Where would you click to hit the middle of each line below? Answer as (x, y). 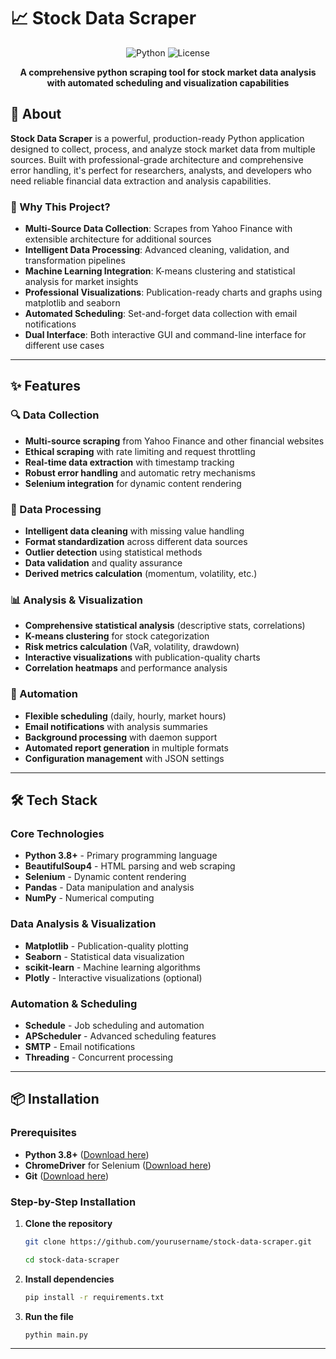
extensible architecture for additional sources (118, 239)
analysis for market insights (81, 282)
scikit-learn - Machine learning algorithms (112, 967)
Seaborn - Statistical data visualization (104, 956)
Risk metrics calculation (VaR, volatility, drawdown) (132, 647)
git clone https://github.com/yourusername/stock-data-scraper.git (168, 1241)
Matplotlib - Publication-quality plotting (106, 946)
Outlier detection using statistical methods (113, 552)
